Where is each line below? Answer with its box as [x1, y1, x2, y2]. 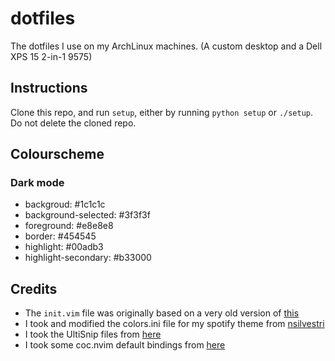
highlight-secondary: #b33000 [24, 252, 152, 264]
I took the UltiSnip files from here [24, 328, 162, 341]
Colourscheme [10, 146, 105, 163]
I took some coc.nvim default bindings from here [24, 339, 226, 351]
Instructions [10, 80, 88, 97]
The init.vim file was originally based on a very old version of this [24, 307, 300, 319]
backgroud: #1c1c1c [24, 198, 106, 211]
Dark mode [10, 176, 65, 190]
